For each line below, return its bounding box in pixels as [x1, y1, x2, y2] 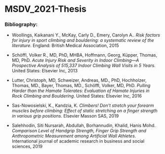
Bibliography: [4, 21, 38, 28]
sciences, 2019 [11, 144, 43, 150]
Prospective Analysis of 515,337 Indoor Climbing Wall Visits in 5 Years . [11, 62, 156, 68]
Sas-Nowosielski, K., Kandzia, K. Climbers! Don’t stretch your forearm [11, 102, 154, 109]
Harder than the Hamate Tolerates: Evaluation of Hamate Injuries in [11, 88, 150, 94]
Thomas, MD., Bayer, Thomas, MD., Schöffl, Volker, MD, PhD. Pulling [11, 83, 151, 89]
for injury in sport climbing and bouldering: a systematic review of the [11, 37, 154, 43]
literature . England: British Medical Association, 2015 [11, 43, 119, 49]
